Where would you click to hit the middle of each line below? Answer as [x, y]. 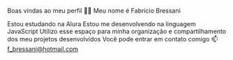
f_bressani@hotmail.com [43, 49]
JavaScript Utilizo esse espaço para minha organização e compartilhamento [117, 31]
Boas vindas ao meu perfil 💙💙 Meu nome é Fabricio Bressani [94, 11]
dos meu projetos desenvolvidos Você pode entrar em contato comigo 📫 [113, 39]
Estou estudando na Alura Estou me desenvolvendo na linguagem [102, 24]
